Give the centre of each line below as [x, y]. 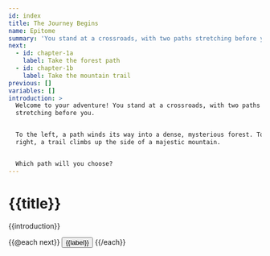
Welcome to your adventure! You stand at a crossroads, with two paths [138, 105]
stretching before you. [55, 114]
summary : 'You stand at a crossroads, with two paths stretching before [133, 38]
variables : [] [32, 91]
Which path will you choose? [64, 163]
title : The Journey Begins [53, 23]
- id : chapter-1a [45, 53]
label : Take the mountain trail [77, 76]
